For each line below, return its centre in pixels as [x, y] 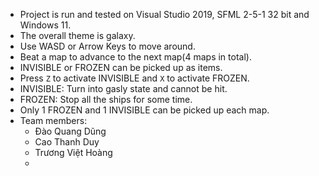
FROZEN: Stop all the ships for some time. [106, 99]
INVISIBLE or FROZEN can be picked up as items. [121, 67]
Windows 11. [45, 25]
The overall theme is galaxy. [77, 35]
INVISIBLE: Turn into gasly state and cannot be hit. [123, 88]
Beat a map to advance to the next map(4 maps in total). [135, 57]
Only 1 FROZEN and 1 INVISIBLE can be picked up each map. [144, 110]
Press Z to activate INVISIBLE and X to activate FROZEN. [134, 78]
